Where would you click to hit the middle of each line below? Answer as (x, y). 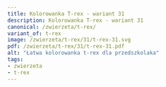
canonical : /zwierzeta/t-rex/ (52, 27)
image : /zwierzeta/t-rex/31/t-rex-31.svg (69, 40)
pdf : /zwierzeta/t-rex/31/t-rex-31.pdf (66, 46)
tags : (15, 60)
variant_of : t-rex (34, 33)
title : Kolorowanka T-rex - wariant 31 (66, 14)
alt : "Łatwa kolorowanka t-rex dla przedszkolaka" (83, 53)
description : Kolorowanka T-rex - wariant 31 (75, 20)
